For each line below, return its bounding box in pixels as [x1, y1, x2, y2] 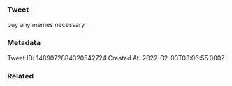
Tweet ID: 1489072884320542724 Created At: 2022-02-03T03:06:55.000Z [7, 53, 226, 62]
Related [7, 71, 34, 80]
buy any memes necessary [7, 21, 85, 29]
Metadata [7, 38, 41, 48]
